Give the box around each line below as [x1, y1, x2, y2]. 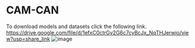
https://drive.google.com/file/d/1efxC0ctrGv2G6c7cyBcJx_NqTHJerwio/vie [6, 29, 189, 36]
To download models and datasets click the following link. [6, 23, 147, 30]
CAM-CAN [6, 4, 59, 17]
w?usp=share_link [6, 35, 50, 42]
